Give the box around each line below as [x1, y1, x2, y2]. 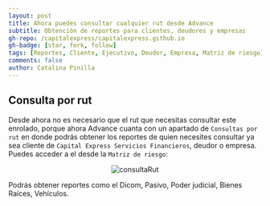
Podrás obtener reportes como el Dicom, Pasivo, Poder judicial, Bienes [8, 180, 243, 189]
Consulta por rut [8, 94, 92, 107]
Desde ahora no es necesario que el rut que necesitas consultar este [8, 115, 237, 124]
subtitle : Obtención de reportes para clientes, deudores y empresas [8, 26, 247, 34]
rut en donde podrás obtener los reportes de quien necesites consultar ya [8, 131, 255, 141]
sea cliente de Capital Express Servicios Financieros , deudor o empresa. [8, 140, 257, 150]
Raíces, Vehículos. [8, 188, 69, 198]
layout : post [8, 11, 52, 20]
